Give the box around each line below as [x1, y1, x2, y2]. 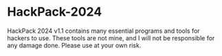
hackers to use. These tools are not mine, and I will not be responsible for [7, 33, 215, 42]
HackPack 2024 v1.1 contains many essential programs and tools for [7, 27, 201, 35]
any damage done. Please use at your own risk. [7, 41, 142, 49]
